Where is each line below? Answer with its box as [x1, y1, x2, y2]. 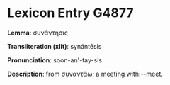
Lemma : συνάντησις [7, 28, 69, 37]
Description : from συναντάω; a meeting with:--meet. [7, 69, 163, 78]
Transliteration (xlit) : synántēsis [7, 42, 102, 50]
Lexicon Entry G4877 [7, 5, 134, 21]
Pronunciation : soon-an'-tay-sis [7, 55, 103, 64]
